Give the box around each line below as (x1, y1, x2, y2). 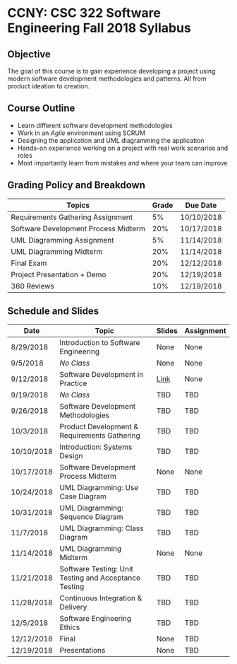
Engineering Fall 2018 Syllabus (7, 20, 192, 36)
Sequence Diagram (59, 512, 123, 522)
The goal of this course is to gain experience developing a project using (7, 67, 216, 75)
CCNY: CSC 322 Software (7, 5, 161, 21)
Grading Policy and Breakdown (7, 179, 146, 192)
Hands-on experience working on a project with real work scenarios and (17, 144, 229, 152)
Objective (7, 48, 51, 60)
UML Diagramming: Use (59, 483, 139, 493)
